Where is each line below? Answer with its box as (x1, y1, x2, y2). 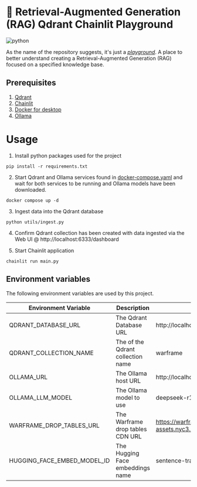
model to (115, 393, 140, 401)
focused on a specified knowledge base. (6, 61, 104, 68)
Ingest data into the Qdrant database (14, 207, 104, 214)
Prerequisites (6, 78, 56, 88)
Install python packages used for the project (14, 152, 122, 159)
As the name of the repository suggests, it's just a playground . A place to (6, 48, 183, 55)
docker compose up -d (6, 197, 59, 203)
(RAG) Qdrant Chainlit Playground (6, 18, 174, 31)
